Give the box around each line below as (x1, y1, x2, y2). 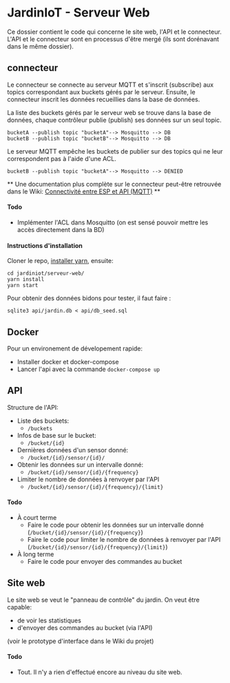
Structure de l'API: (7, 403, 59, 411)
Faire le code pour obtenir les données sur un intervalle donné (27, 521, 205, 529)
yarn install (7, 276, 45, 283)
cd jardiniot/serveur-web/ (7, 270, 85, 277)
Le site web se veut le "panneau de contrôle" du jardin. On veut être (7, 596, 200, 604)
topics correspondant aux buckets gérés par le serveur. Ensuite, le (7, 87, 196, 96)
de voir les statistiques (17, 616, 81, 624)
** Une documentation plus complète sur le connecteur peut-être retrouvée (7, 180, 222, 188)
